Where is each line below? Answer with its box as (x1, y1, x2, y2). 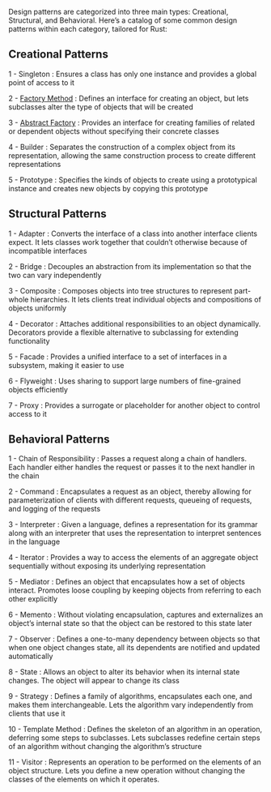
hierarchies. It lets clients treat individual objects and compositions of (30, 294, 261, 304)
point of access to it (8, 77, 75, 88)
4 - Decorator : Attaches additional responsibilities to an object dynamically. (8, 319, 261, 328)
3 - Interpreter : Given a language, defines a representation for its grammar (8, 520, 258, 529)
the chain (8, 471, 40, 481)
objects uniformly (8, 303, 67, 313)
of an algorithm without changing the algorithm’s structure (8, 742, 202, 751)
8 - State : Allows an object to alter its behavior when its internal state (8, 667, 240, 677)
